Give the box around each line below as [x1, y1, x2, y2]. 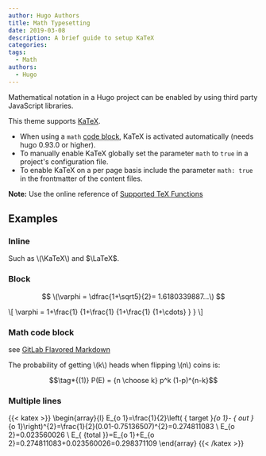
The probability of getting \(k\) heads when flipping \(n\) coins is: [8, 360, 221, 370]
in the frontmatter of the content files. [19, 174, 143, 183]
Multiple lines [8, 395, 62, 406]
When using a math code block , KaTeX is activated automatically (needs [19, 132, 254, 141]
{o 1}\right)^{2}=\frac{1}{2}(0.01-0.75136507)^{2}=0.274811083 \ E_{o [8, 422, 236, 431]
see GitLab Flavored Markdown [8, 344, 111, 354]
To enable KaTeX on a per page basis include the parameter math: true [19, 165, 253, 174]
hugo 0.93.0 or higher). [19, 140, 96, 149]
